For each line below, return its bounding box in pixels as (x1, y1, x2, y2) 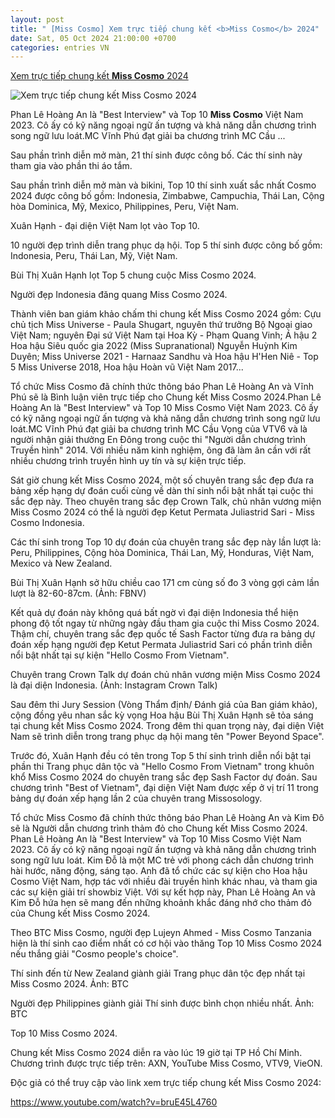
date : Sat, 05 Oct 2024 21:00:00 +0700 (10, 33, 177, 43)
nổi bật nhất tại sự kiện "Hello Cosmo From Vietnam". (10, 649, 230, 661)
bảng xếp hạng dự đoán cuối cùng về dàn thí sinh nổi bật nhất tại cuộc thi (10, 485, 314, 497)
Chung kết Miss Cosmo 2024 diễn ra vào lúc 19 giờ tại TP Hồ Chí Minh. (10, 1047, 303, 1059)
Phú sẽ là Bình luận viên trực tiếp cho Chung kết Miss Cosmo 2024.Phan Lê (10, 391, 322, 403)
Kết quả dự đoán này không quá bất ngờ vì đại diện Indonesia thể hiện (10, 607, 299, 619)
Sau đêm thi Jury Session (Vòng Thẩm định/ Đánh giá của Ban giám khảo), (10, 699, 318, 711)
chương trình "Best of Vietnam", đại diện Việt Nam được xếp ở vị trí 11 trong (10, 782, 319, 794)
